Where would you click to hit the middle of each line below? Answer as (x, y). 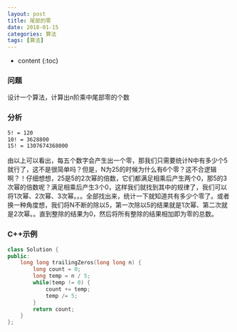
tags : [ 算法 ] (26, 41)
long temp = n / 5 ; (62, 276)
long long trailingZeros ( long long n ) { (81, 263)
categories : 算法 (32, 34)
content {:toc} (38, 61)
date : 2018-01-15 (33, 27)
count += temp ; (68, 289)
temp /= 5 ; (62, 296)
